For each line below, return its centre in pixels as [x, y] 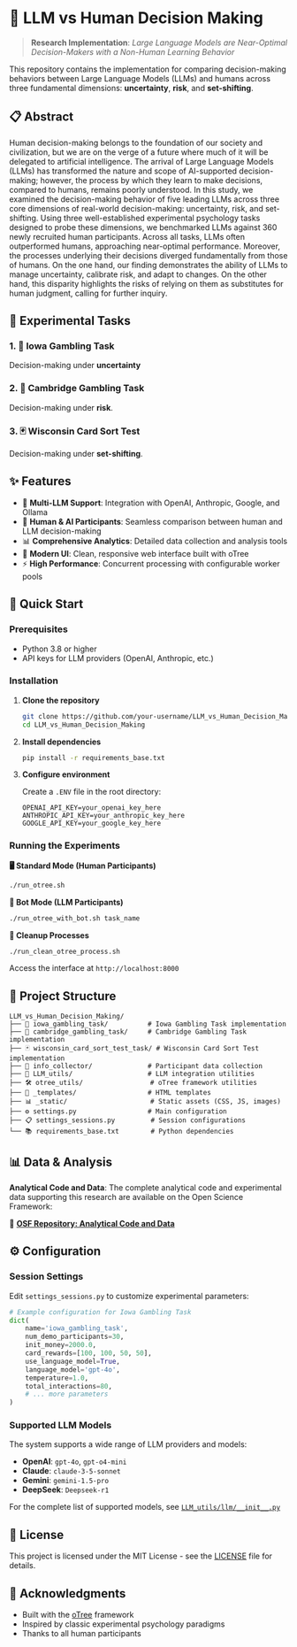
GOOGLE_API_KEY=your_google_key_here [91, 823]
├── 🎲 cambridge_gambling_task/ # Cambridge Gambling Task [128, 1032]
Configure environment [66, 774]
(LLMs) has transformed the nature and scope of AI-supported [123, 171]
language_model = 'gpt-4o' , [73, 1370]
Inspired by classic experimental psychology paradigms [123, 1624]
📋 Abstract [41, 117]
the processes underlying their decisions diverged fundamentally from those [148, 255]
